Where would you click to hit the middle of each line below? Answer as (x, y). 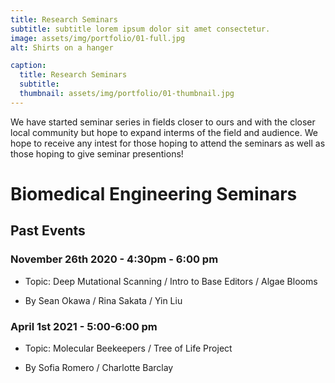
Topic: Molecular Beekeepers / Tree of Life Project (128, 348)
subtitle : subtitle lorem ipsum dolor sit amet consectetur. (140, 29)
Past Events (48, 231)
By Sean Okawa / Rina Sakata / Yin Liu (103, 300)
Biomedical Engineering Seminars (154, 193)
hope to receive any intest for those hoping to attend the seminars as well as (168, 143)
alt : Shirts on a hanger (62, 47)
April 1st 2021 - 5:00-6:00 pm (84, 326)
